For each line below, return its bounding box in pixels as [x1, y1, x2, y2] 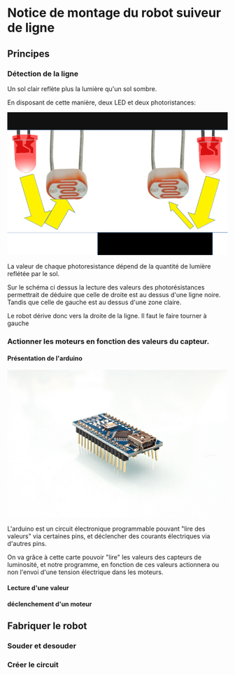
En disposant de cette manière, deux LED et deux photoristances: [7, 98, 196, 107]
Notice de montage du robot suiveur [7, 5, 222, 21]
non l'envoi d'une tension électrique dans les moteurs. [7, 568, 164, 576]
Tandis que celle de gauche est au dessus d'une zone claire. [7, 298, 182, 306]
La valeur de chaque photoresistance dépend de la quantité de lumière [7, 262, 211, 271]
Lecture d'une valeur [7, 584, 69, 592]
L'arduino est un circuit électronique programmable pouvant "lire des [7, 524, 206, 533]
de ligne [7, 20, 55, 36]
